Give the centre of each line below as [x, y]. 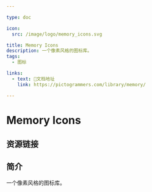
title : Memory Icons [33, 45]
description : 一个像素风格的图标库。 [49, 51]
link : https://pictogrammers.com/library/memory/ [82, 84]
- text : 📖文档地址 [33, 79]
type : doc [19, 17]
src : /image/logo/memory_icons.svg [57, 34]
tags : [13, 57]
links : [15, 73]
